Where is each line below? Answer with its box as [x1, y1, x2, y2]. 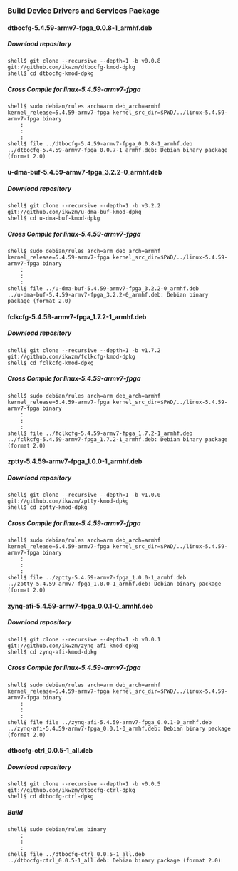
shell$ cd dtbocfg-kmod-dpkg [7, 70, 94, 77]
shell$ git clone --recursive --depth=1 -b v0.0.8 [7, 58, 161, 65]
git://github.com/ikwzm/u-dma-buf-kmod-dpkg [7, 209, 142, 216]
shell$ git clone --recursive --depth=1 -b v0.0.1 [7, 636, 161, 643]
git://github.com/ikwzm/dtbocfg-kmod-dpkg [7, 63, 135, 71]
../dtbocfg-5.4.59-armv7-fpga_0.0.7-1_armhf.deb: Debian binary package [7, 147, 228, 154]
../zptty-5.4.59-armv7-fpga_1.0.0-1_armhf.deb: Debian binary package [7, 580, 222, 588]
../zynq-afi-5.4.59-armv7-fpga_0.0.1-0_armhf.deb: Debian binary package [7, 725, 232, 732]
